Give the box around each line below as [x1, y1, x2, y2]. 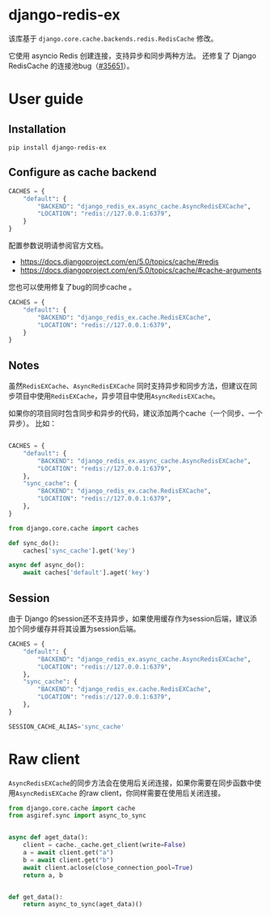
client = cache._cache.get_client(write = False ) [23, 841, 186, 849]
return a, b [23, 871, 63, 879]
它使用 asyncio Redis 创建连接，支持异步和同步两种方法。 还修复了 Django [8, 50, 256, 60]
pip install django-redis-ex [8, 144, 107, 152]
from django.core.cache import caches [8, 524, 139, 532]
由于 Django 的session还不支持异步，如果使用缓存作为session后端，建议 [8, 614, 251, 623]
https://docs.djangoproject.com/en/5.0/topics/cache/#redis [19, 257, 219, 266]
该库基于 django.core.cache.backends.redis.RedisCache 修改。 [8, 33, 218, 43]
